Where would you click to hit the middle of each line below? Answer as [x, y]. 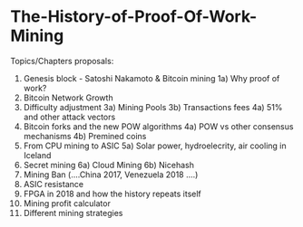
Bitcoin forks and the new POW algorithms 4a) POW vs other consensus [158, 126]
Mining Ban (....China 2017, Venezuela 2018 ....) [111, 175]
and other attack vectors [69, 117]
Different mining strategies [73, 213]
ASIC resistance [54, 184]
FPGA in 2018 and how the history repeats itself [112, 194]
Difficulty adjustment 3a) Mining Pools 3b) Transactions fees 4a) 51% [153, 107]
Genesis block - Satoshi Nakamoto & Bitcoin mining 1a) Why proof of [151, 78]
